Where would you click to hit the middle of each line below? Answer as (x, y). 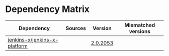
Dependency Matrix (47, 9)
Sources (76, 28)
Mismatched (140, 25)
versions (140, 31)
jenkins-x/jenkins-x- (33, 39)
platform (18, 46)
